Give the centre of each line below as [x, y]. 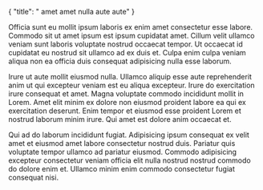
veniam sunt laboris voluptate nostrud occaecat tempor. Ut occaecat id [125, 44]
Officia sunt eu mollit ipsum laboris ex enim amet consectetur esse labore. [131, 27]
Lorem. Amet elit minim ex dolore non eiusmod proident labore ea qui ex [127, 102]
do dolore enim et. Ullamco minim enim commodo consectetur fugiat [121, 169]
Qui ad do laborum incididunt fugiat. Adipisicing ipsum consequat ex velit [129, 135]
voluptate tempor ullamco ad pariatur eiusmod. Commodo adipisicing [123, 152]
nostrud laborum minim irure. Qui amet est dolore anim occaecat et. [120, 119]
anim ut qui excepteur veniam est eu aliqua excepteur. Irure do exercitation [131, 85]
